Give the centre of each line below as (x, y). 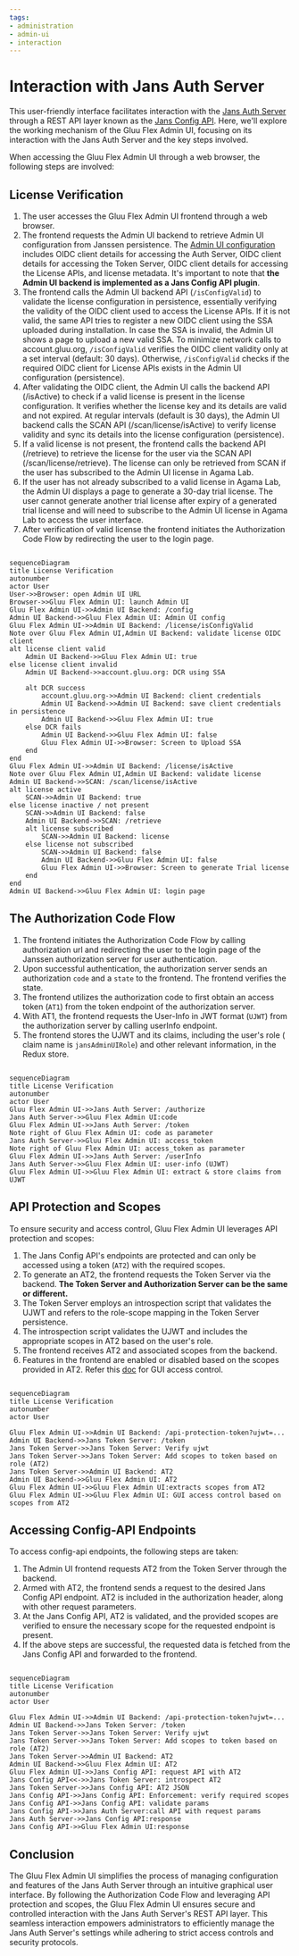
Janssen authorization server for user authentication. (120, 959)
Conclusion (42, 1854)
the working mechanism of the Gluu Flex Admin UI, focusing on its (131, 130)
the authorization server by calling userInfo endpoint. (120, 1025)
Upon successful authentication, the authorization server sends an (145, 968)
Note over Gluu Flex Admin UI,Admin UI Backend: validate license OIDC (145, 633)
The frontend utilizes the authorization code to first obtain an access (148, 997)
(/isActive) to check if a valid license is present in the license (133, 397)
